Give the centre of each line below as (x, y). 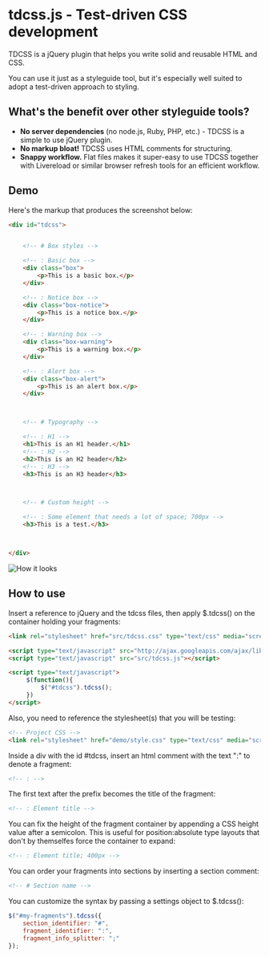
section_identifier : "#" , (66, 923)
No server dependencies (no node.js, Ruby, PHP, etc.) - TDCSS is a (132, 131)
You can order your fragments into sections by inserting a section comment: (134, 871)
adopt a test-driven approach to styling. (74, 87)
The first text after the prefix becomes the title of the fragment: (112, 794)
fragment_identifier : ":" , (68, 931)
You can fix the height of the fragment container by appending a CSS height (133, 824)
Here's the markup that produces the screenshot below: (101, 210)
